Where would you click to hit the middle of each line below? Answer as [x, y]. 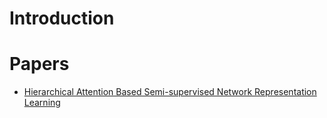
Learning [42, 103]
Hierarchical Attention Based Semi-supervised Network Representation [170, 92]
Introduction [62, 18]
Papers [39, 64]
